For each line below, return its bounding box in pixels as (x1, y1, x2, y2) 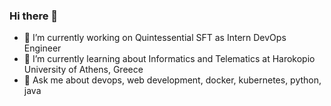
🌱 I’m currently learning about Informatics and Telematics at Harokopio (23, 53, 316, 65)
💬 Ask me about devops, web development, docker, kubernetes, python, (23, 74, 322, 86)
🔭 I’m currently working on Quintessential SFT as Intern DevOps (23, 32, 287, 44)
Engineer (23, 42, 62, 54)
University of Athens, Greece (23, 64, 144, 76)
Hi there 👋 (9, 9, 59, 23)
